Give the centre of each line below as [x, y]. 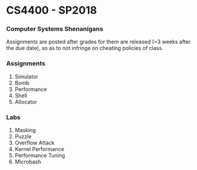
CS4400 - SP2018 [52, 10]
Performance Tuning [40, 156]
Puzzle [23, 137]
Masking [25, 130]
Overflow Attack [35, 143]
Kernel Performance [39, 149]
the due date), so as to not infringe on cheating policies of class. [85, 48]
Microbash [28, 162]
